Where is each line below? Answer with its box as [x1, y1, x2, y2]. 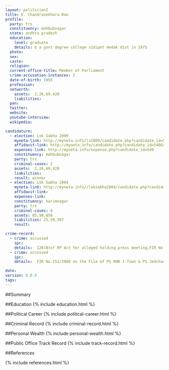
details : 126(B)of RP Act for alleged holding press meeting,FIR [14, 245, 156, 250]
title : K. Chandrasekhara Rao [5, 12, 69, 17]
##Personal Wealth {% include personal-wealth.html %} [5, 330, 122, 336]
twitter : [10, 106, 28, 111]
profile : [5, 17, 24, 22]
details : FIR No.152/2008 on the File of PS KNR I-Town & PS [14, 259, 147, 264]
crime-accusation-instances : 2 [10, 73, 75, 78]
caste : [10, 59, 24, 64]
